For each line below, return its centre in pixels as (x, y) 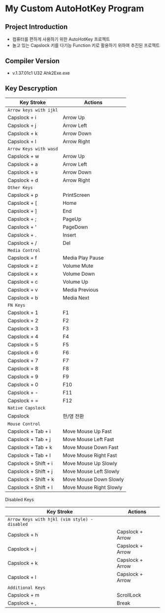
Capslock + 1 (23, 312)
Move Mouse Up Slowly (90, 463)
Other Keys (20, 187)
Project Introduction (36, 27)
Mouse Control (24, 424)
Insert (69, 235)
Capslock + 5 (23, 344)
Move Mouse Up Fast (87, 431)
